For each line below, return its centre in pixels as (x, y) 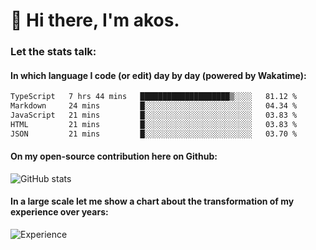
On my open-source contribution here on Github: (114, 156)
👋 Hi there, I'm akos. (95, 20)
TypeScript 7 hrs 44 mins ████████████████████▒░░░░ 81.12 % (154, 97)
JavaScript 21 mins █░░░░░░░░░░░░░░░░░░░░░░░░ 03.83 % (154, 115)
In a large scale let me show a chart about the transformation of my (152, 201)
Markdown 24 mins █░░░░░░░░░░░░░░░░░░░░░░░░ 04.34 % (154, 106)
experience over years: (59, 212)
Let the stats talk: (53, 52)
